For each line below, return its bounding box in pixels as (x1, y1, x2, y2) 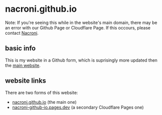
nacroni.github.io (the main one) (12, 99, 77, 105)
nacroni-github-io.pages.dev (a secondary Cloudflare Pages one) (12, 104, 144, 110)
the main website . (5, 62, 41, 68)
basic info (5, 44, 36, 52)
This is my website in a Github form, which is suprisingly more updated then (5, 57, 158, 63)
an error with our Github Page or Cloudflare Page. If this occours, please (5, 24, 151, 30)
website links (5, 77, 46, 85)
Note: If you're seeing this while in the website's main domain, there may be (5, 20, 158, 25)
